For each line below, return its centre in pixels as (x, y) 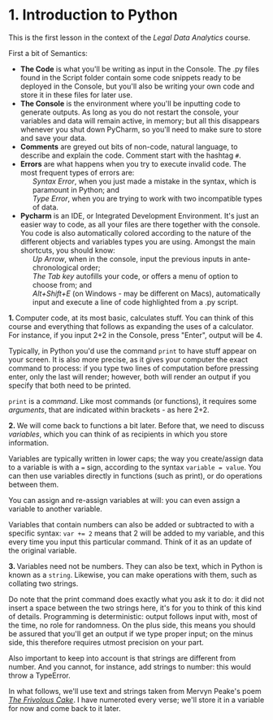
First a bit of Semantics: (48, 53)
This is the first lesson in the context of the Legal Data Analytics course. (129, 37)
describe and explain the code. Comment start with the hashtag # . (130, 155)
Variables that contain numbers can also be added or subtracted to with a (131, 524)
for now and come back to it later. (65, 708)
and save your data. (53, 138)
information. (29, 442)
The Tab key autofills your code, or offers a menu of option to (135, 276)
